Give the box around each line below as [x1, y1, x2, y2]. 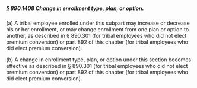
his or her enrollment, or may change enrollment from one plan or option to [6, 25, 189, 32]
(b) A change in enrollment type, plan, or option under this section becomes [6, 56, 192, 63]
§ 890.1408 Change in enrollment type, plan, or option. [6, 5, 144, 12]
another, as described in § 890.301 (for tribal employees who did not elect [6, 32, 187, 39]
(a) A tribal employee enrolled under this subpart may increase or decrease [6, 19, 190, 27]
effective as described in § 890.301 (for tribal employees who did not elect [6, 62, 188, 69]
